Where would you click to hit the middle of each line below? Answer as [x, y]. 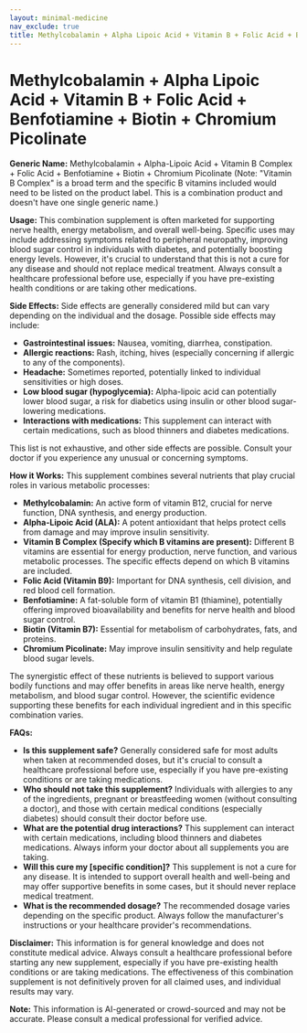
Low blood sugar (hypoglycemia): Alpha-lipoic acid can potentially [149, 392]
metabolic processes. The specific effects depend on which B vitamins [156, 561]
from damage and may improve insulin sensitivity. [116, 532]
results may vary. [42, 992]
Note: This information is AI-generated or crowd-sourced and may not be [148, 1009]
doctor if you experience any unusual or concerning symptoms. [129, 458]
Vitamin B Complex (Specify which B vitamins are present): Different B [159, 542]
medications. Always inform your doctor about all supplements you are [156, 847]
